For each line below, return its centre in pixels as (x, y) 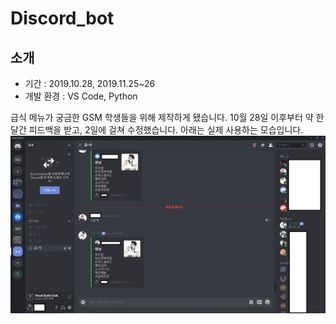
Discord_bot (62, 18)
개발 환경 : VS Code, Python (81, 96)
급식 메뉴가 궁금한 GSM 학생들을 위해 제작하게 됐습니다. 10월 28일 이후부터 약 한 (167, 117)
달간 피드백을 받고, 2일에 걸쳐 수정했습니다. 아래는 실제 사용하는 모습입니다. (157, 130)
